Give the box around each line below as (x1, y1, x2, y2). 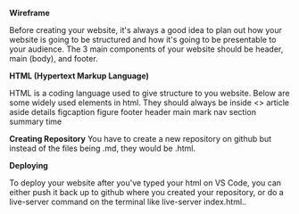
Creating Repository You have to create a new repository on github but (9, 134, 272, 144)
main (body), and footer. (9, 53, 98, 63)
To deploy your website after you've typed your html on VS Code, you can (9, 177, 282, 188)
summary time (9, 116, 62, 127)
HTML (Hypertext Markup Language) (9, 70, 150, 81)
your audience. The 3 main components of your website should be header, (9, 44, 284, 54)
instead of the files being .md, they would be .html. (9, 143, 196, 153)
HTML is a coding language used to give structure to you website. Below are (9, 88, 290, 98)
